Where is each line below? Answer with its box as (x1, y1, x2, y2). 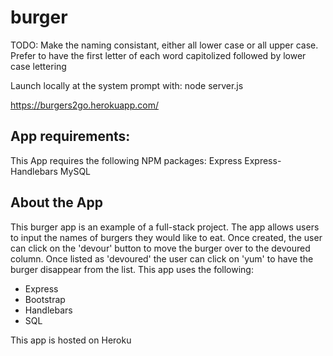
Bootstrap (24, 293, 66, 305)
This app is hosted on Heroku (10, 334, 132, 346)
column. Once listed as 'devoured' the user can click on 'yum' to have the (10, 252, 314, 265)
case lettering (10, 60, 67, 72)
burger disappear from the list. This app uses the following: (10, 263, 254, 275)
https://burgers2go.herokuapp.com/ (10, 99, 159, 111)
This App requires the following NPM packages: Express (10, 154, 243, 166)
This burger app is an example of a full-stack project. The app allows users (10, 221, 320, 233)
